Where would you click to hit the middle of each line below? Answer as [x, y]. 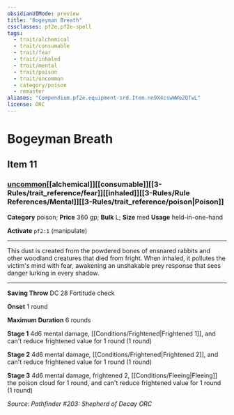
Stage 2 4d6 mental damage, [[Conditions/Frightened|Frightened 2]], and [113, 354]
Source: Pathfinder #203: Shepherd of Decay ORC [80, 403]
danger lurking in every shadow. [53, 273]
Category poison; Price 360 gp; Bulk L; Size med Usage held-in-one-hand [115, 217]
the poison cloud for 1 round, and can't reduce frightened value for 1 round [114, 383]
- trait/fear [32, 53]
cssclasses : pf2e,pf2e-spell [49, 27]
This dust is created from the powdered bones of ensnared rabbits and [109, 250]
